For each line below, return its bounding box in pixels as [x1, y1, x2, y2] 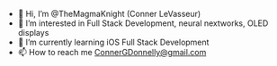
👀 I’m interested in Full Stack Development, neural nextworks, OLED [17, 18, 269, 29]
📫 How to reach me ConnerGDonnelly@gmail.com [17, 47, 207, 57]
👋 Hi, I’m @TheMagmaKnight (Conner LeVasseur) [17, 9, 201, 19]
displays [17, 28, 49, 37]
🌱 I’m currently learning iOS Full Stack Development [17, 37, 210, 47]
